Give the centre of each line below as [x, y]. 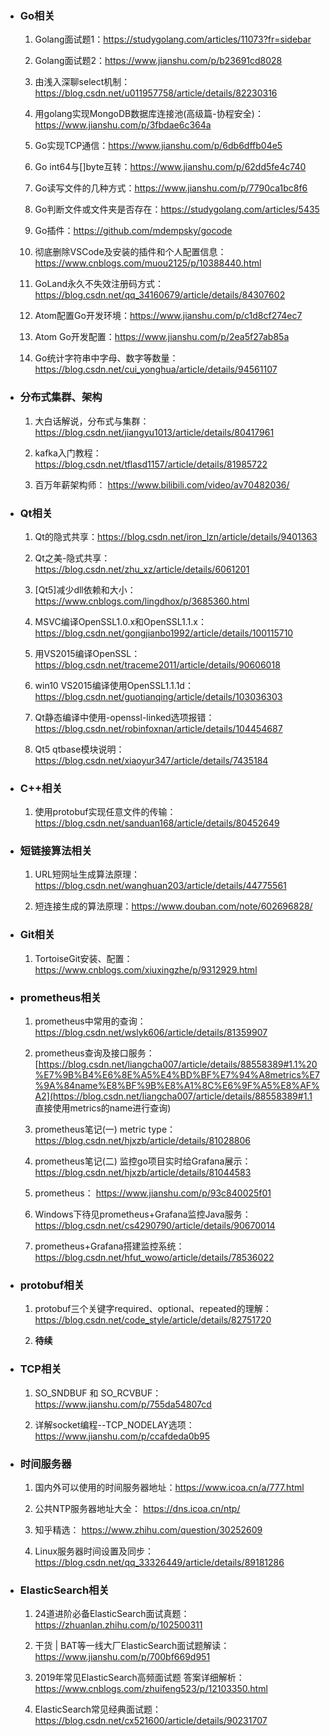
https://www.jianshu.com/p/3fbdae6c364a [123, 125]
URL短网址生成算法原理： [87, 874]
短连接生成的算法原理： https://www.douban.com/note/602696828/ [173, 906]
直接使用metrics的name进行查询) [103, 1108]
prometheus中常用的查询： [90, 1021]
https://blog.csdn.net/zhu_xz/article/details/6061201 [142, 569]
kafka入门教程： [68, 453]
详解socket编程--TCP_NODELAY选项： [114, 1424]
